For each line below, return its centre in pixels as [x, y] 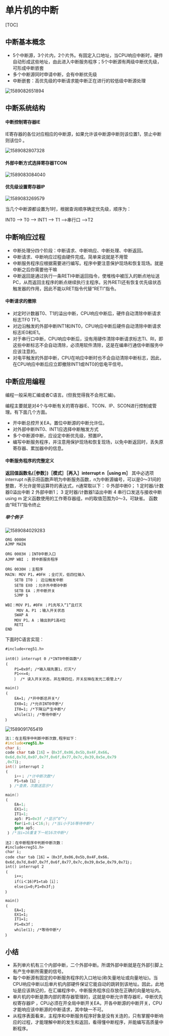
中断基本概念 [25, 42]
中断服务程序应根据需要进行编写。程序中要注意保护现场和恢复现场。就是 [88, 263]
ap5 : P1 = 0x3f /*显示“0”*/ [41, 819]
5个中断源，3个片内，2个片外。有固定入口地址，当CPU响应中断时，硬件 [88, 55]
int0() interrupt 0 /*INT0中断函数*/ [44, 659]
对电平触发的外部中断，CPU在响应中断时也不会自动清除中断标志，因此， [88, 358]
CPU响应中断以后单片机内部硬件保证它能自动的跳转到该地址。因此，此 [86, 984]
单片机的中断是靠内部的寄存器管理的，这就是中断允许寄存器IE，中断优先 [88, 996]
